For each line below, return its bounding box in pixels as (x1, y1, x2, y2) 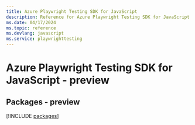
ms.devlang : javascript (6, 31, 64, 36)
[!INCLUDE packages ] (6, 113, 59, 119)
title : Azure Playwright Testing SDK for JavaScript (6, 8, 138, 15)
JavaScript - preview (6, 74, 110, 87)
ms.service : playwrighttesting (6, 36, 83, 42)
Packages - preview (6, 97, 80, 107)
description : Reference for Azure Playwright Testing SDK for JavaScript (6, 14, 190, 20)
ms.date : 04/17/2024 (6, 19, 57, 25)
